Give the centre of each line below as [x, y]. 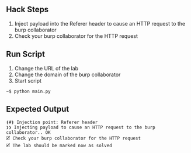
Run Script [26, 54]
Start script [28, 80]
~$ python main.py [28, 91]
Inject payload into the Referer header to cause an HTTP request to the [100, 23]
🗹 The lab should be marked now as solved [59, 146]
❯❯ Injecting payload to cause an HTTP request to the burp [81, 127]
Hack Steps [27, 10]
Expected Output [38, 109]
